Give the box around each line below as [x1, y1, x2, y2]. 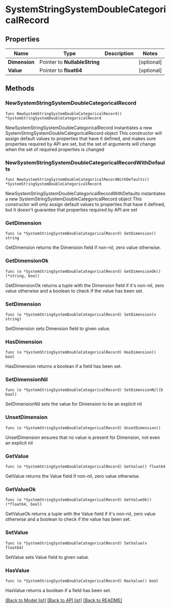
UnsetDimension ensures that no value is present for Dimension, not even [5, 434, 160, 440]
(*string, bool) [5, 273, 40, 278]
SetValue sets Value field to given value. [5, 554, 89, 560]
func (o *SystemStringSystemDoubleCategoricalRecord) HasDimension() [5, 350, 157, 355]
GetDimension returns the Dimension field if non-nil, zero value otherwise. [5, 244, 161, 251]
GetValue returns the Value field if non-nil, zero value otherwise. [5, 473, 140, 479]
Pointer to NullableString [39, 59, 100, 65]
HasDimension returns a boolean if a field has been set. [5, 363, 122, 369]
